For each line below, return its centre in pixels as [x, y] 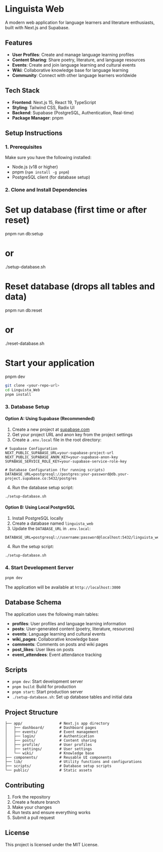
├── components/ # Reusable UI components [58, 758]
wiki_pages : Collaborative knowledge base [55, 639]
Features [19, 43]
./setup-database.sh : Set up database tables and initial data [72, 697]
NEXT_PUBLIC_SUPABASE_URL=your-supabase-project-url [59, 453]
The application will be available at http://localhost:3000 [63, 587]
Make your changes [32, 807]
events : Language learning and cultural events [59, 634]
